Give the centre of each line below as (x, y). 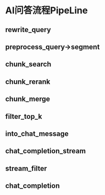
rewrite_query (28, 29)
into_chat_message (37, 133)
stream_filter (26, 168)
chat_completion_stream (46, 151)
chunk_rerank (28, 81)
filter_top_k (24, 116)
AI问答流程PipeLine (47, 10)
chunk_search (28, 64)
